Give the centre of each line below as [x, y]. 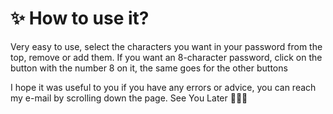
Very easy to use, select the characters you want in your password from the [166, 46]
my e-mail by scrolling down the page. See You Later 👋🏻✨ [129, 98]
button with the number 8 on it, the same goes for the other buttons [149, 68]
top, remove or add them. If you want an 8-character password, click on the [166, 57]
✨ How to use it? [80, 18]
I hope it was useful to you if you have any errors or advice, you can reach [163, 87]
